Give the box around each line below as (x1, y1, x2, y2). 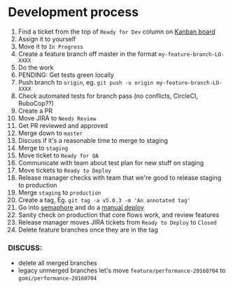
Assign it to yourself (17, 34, 76, 43)
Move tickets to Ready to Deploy (17, 166, 111, 174)
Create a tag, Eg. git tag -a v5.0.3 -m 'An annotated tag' (17, 195, 191, 204)
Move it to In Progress (17, 42, 83, 50)
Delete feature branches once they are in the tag (17, 225, 158, 234)
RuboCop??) (17, 99, 55, 107)
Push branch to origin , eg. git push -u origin (17, 78, 154, 86)
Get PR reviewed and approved (17, 121, 108, 129)
